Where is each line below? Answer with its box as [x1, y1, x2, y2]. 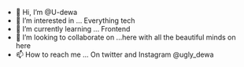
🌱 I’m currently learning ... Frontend [15, 24, 131, 33]
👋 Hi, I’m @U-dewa [15, 8, 78, 17]
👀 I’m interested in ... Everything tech [15, 16, 135, 25]
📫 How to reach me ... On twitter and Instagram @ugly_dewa [15, 50, 214, 59]
